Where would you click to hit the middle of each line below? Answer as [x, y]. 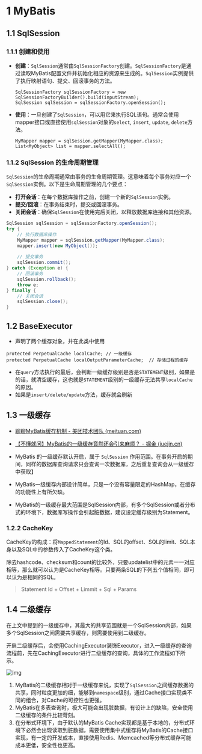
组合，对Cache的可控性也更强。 [65, 700]
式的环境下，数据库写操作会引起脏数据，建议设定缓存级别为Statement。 [104, 512]
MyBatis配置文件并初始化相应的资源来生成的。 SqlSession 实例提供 [112, 73]
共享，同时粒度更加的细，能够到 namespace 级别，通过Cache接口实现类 [101, 692]
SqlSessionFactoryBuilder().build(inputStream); [77, 97]
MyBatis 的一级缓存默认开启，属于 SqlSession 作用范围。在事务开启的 [101, 456]
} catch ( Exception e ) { [37, 268]
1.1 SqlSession [33, 33]
